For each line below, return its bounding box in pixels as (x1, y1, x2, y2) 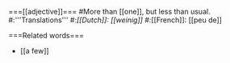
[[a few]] (19, 46, 50, 55)
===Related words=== (8, 31, 85, 40)
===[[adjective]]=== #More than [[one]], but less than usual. (8, 7, 211, 16)
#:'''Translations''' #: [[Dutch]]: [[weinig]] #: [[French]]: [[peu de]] (8, 15, 222, 25)
